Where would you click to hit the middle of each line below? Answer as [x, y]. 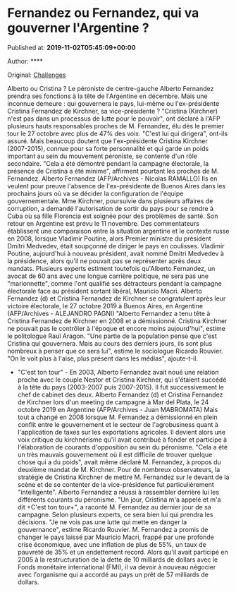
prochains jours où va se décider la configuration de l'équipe [95, 193]
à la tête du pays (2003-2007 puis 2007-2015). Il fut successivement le [120, 387]
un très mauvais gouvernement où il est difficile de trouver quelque [115, 454]
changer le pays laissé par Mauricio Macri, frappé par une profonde [116, 537]
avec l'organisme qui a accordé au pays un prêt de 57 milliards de [113, 574]
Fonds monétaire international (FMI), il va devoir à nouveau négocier [117, 567]
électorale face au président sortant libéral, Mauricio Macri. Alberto [105, 291]
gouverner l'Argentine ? [78, 28]
